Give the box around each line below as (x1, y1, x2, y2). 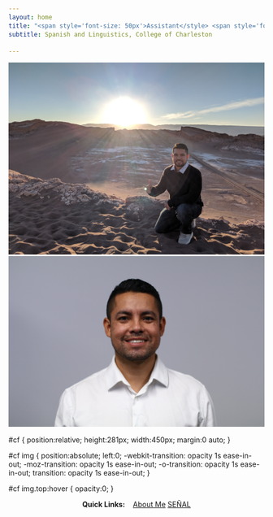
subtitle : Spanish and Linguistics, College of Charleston (8, 30, 213, 38)
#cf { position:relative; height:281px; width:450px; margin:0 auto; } (8, 435, 231, 445)
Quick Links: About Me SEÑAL (82, 499, 191, 509)
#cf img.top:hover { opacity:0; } (8, 484, 115, 493)
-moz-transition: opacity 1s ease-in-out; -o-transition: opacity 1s (23, 459, 239, 469)
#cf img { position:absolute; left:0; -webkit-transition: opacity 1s (8, 450, 222, 460)
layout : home (8, 13, 53, 21)
